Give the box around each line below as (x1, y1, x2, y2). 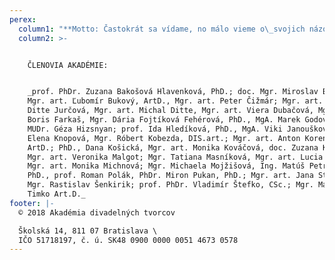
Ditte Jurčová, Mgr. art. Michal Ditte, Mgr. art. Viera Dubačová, (27, 106, 314, 116)
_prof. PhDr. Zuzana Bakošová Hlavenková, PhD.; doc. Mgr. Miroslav (27, 87, 319, 97)
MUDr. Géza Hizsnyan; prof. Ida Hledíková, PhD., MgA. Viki (27, 124, 283, 134)
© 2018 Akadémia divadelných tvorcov (18, 207, 176, 218)
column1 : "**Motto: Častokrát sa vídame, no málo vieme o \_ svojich (18, 24, 306, 34)
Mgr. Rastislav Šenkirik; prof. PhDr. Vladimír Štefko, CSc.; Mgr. (27, 180, 314, 190)
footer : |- (9, 198, 55, 208)
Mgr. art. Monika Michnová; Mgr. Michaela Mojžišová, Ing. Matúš (27, 161, 306, 171)
